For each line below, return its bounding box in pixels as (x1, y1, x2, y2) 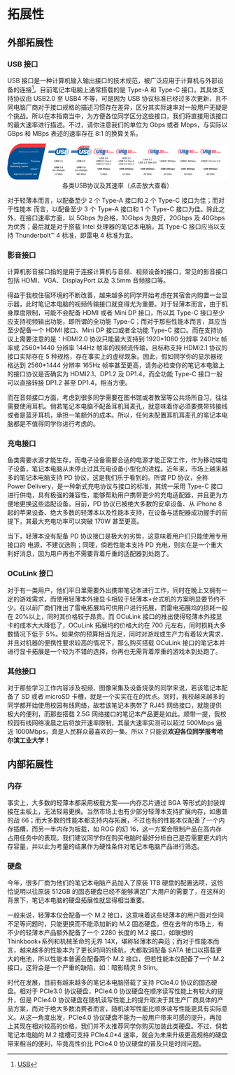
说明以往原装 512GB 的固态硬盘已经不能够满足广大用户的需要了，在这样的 (13, 887, 226, 895)
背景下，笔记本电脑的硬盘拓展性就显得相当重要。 (7, 896, 148, 904)
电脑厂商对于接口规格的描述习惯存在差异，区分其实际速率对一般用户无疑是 (13, 103, 228, 111)
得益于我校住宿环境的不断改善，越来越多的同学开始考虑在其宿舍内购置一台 (7, 291, 222, 299)
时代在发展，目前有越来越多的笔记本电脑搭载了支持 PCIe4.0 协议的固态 (7, 978, 212, 986)
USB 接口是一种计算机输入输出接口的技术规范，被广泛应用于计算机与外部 (7, 76, 218, 85)
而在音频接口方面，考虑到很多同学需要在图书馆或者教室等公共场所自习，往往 (7, 393, 228, 402)
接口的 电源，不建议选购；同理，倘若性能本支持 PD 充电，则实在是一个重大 (7, 541, 223, 549)
